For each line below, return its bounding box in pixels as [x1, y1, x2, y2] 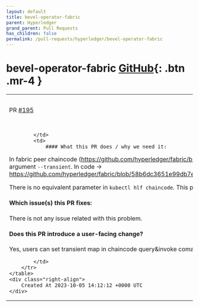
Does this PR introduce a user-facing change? [9, 230, 143, 238]
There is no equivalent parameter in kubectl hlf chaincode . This [9, 183, 188, 191]
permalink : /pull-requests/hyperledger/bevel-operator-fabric [6, 36, 163, 42]
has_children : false [6, 31, 57, 37]
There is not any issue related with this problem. [9, 214, 143, 222]
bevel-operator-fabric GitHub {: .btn [6, 62, 185, 75]
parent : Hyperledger [6, 20, 57, 25]
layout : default [6, 8, 46, 15]
